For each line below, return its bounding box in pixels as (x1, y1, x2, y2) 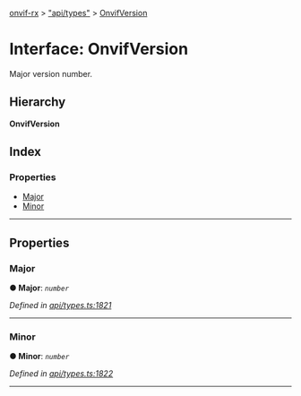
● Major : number (9, 282, 70, 294)
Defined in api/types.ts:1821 (9, 300, 112, 311)
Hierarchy (9, 94, 66, 110)
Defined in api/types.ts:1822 (9, 368, 114, 379)
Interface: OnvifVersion (9, 39, 189, 59)
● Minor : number (9, 351, 70, 362)
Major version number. (9, 68, 92, 79)
